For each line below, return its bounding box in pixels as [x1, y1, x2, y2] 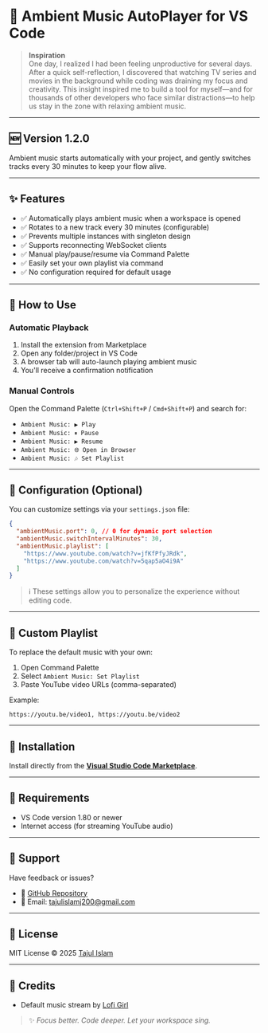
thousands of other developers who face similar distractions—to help [28, 92, 255, 102]
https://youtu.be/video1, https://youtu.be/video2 [9, 711, 181, 719]
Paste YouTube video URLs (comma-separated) [20, 680, 177, 689]
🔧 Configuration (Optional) [9, 483, 143, 497]
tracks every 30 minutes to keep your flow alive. [9, 161, 167, 171]
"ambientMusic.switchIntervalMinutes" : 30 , [16, 535, 162, 543]
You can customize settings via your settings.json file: [9, 505, 190, 514]
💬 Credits [9, 979, 56, 992]
